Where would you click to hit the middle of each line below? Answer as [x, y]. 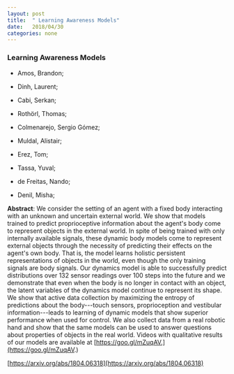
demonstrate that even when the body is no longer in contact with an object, [117, 282]
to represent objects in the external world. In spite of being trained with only [116, 231]
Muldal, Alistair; [40, 141]
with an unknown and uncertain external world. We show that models [107, 216]
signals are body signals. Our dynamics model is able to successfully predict [117, 268]
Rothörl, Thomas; [42, 113]
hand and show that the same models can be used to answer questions [110, 327]
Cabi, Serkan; [37, 100]
